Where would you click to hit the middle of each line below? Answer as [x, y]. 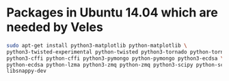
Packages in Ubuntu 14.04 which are [112, 13]
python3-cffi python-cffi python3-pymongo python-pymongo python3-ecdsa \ [115, 58]
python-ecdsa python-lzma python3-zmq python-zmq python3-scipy [100, 65]
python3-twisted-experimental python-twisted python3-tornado [97, 52]
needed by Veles [55, 27]
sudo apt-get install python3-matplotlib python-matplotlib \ [97, 45]
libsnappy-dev [27, 71]
